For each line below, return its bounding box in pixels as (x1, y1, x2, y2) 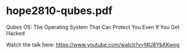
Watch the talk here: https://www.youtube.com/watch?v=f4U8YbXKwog (6, 41, 180, 48)
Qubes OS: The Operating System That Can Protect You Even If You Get (6, 23, 180, 31)
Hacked (6, 29, 25, 36)
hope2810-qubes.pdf (6, 4, 113, 18)
